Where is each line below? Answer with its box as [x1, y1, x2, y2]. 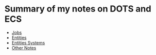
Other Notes [11, 45, 36, 51]
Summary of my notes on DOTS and [4, 3, 152, 14]
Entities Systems [11, 40, 45, 45]
